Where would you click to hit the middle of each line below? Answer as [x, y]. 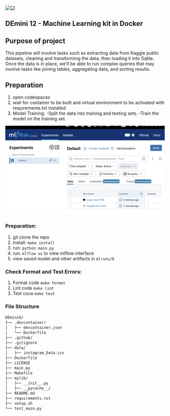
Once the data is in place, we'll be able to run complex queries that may [80, 64]
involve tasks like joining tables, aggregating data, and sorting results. [78, 69]
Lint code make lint [33, 288]
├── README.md [20, 394]
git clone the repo [31, 237]
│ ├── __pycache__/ [28, 388]
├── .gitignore [21, 343]
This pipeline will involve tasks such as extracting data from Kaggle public [82, 53]
